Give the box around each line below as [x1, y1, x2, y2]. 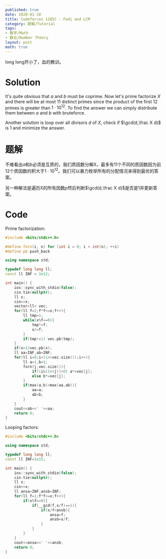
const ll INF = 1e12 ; [5, 271, 50, 276]
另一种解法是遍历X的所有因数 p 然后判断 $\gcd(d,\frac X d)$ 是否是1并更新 [5, 184, 154, 190]
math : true [5, 44, 28, 49]
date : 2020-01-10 [5, 12, 41, 17]
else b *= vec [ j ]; [31, 373, 66, 378]
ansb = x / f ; [49, 517, 70, 522]
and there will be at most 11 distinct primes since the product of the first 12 [5, 98, 158, 104]
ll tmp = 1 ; [23, 313, 43, 318]
